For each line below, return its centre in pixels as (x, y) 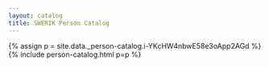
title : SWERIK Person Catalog (59, 23)
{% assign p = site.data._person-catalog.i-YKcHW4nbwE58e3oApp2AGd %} (135, 45)
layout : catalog (35, 16)
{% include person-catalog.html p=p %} (75, 54)
